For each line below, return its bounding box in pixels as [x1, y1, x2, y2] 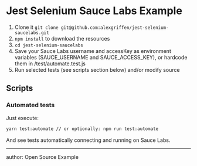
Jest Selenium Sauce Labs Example [6, 4, 183, 18]
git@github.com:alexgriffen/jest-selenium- [60, 25, 169, 31]
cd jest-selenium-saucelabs [14, 42, 83, 48]
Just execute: [6, 114, 39, 121]
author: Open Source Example [6, 153, 79, 160]
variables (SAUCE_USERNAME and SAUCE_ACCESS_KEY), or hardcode [14, 54, 188, 61]
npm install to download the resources [14, 35, 110, 42]
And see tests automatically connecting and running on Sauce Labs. [6, 137, 171, 144]
